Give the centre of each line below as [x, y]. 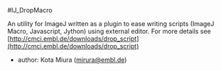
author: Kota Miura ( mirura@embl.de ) [72, 60]
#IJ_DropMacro [30, 10]
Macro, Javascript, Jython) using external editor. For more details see [109, 31]
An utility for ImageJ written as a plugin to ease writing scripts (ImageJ [111, 24]
